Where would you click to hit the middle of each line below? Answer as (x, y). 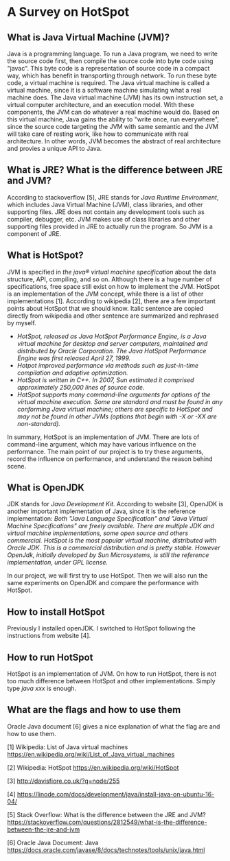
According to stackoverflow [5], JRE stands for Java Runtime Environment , (113, 197)
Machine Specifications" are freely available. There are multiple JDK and (111, 526)
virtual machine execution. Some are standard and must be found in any (120, 401)
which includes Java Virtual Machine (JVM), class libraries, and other (105, 204)
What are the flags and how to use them (94, 710)
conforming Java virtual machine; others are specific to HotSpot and (115, 409)
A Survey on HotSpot (68, 12)
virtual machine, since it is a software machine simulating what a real (104, 90)
